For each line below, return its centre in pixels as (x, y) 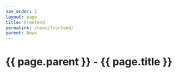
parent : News (21, 33)
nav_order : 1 (21, 11)
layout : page (21, 17)
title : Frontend (25, 22)
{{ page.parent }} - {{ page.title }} (89, 62)
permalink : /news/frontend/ (40, 28)
